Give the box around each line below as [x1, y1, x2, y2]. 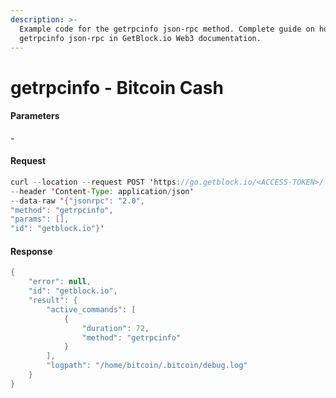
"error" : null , [28, 277, 92, 287]
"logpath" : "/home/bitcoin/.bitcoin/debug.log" [46, 361, 248, 371]
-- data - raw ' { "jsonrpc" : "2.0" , [10, 196, 145, 206]
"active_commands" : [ [46, 304, 137, 315]
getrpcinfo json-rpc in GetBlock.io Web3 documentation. [19, 33, 262, 43]
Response [10, 245, 53, 257]
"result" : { [28, 296, 78, 306]
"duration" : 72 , [81, 323, 150, 333]
